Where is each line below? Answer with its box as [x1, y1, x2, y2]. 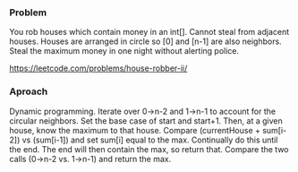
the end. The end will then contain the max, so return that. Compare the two [9, 143, 289, 154]
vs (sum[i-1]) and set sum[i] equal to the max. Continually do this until [21, 134, 278, 145]
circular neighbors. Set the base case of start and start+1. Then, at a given [9, 115, 284, 126]
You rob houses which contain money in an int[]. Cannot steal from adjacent [9, 27, 290, 38]
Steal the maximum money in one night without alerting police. [9, 46, 240, 56]
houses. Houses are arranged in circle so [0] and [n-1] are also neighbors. [9, 36, 282, 47]
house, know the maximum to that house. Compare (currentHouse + [9, 125, 261, 135]
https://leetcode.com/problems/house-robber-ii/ [9, 63, 188, 73]
